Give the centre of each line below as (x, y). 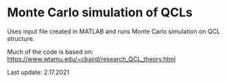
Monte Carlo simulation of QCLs (100, 13)
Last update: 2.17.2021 (38, 72)
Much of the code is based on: (50, 52)
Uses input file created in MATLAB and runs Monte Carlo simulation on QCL (114, 31)
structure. (21, 38)
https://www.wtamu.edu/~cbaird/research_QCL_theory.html (92, 59)
